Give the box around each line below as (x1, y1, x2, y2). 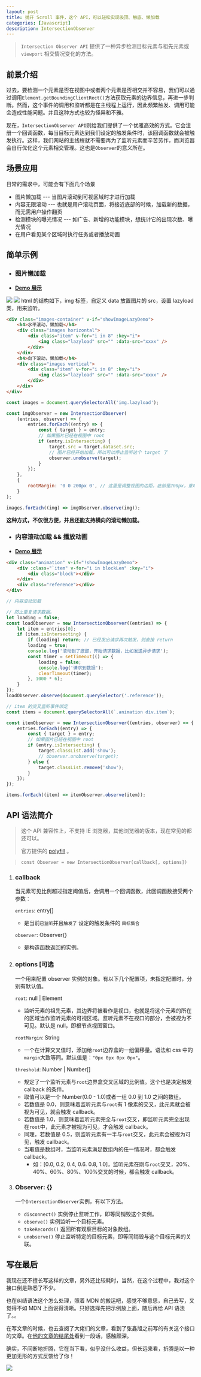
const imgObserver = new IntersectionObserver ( (6, 410, 127, 417)
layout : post (6, 8, 39, 15)
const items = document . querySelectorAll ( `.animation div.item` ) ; (6, 709, 175, 715)
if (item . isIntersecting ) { (17, 631, 87, 637)
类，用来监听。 (6, 304, 43, 312)
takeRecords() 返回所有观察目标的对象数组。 (23, 1225, 134, 1233)
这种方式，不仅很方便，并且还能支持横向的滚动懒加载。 (6, 516, 142, 523)
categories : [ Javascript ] (6, 20, 71, 26)
